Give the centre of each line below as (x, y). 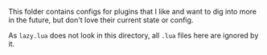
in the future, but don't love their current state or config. (101, 20)
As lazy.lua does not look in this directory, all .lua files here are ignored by (133, 35)
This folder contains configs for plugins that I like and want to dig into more (133, 12)
